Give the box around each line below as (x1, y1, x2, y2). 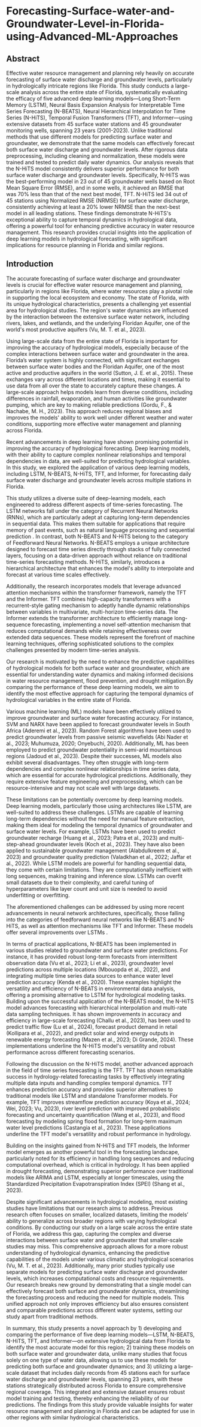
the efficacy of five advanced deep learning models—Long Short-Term (6, 95, 181, 102)
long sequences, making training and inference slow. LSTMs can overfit (6, 872, 183, 879)
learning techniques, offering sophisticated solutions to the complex (6, 640, 174, 647)
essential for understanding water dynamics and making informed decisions (6, 671, 193, 678)
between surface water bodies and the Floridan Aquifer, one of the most (6, 363, 184, 370)
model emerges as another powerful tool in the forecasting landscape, (6, 1148, 179, 1155)
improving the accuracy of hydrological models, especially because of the (6, 344, 188, 351)
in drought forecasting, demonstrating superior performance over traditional (6, 1167, 194, 1174)
